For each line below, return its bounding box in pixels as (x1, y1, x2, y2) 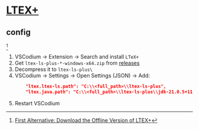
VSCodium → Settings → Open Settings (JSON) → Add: (14, 72, 150, 79)
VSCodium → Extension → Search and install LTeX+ (14, 53, 139, 60)
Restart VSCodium (14, 99, 60, 107)
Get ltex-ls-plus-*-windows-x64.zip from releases (14, 60, 140, 66)
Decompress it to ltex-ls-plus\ (14, 66, 93, 73)
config (6, 27, 31, 37)
